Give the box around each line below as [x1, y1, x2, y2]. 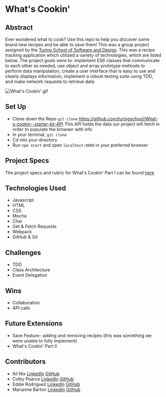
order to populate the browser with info [12, 126, 93, 132]
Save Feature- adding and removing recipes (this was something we [12, 332, 152, 338]
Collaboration [12, 300, 40, 306]
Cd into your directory [12, 136, 57, 142]
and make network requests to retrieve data [5, 78, 95, 84]
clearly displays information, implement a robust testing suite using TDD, [5, 73, 154, 79]
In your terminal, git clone [12, 132, 67, 137]
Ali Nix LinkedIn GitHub [12, 371, 60, 377]
